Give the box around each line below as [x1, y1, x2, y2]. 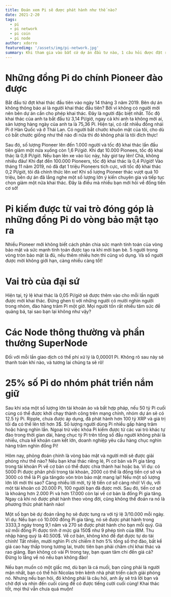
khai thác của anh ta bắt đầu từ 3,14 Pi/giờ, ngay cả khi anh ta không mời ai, [5, 116, 163, 122]
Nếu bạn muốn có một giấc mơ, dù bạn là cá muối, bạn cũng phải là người [5, 564, 160, 571]
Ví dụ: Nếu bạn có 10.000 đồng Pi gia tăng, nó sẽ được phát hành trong [5, 517, 154, 523]
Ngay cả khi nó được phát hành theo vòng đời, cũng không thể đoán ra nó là [5, 496, 165, 502]
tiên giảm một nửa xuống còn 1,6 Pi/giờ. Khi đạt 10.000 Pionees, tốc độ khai [5, 147, 163, 153]
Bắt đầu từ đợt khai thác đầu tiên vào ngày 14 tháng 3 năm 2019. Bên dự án [5, 100, 163, 106]
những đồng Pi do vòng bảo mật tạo [5, 214, 159, 225]
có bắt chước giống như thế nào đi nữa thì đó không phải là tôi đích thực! [5, 132, 158, 138]
